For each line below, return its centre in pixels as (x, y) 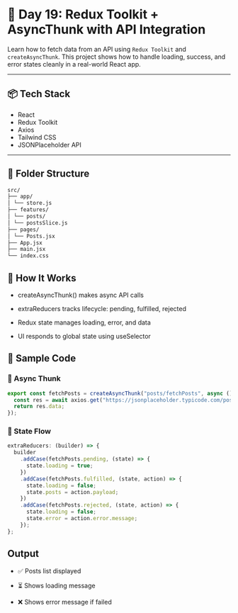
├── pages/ (23, 230)
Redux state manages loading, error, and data (84, 322)
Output (23, 554)
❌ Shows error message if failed (64, 602)
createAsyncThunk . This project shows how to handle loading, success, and (117, 57)
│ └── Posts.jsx (31, 236)
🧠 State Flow (29, 432)
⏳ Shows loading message (56, 585)
